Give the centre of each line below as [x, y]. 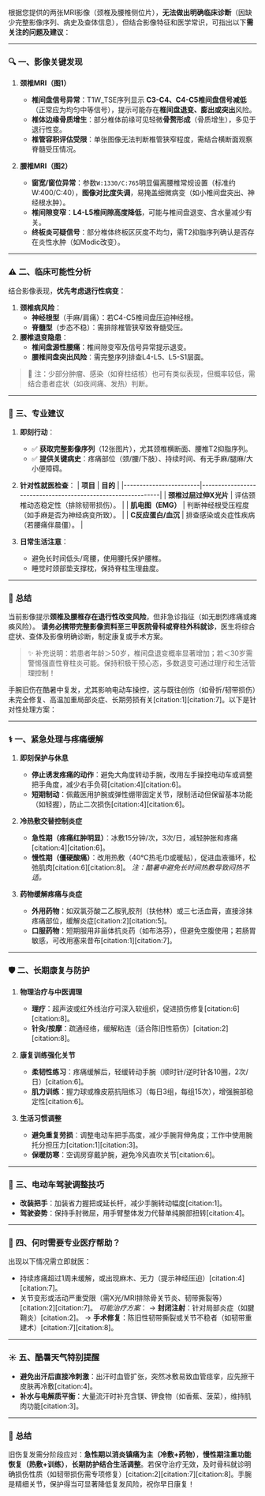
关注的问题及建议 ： [39, 32]
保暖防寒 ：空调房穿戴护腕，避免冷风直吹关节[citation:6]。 [125, 1154]
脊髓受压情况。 [56, 149]
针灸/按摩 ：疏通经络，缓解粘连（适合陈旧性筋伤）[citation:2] [130, 1028]
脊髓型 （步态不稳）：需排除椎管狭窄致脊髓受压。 [109, 327]
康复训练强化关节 [47, 1054]
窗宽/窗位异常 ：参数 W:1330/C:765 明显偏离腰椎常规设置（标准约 [133, 183]
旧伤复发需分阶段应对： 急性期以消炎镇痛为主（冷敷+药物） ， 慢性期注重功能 [130, 1454]
